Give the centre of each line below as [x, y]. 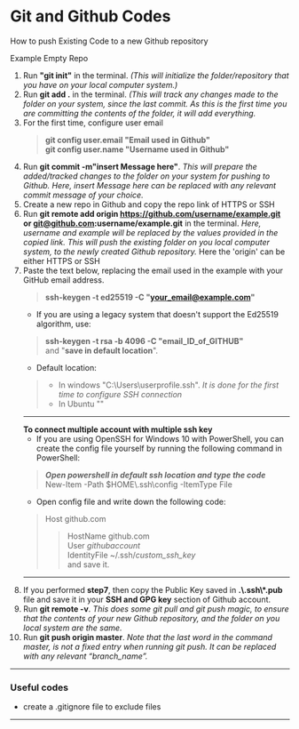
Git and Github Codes [90, 16]
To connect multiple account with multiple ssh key [118, 429]
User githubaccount [104, 545]
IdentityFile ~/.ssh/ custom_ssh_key [131, 555]
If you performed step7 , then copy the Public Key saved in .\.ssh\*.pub [153, 589]
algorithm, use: [63, 324]
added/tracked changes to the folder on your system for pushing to [146, 176]
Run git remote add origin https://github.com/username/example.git [152, 213]
